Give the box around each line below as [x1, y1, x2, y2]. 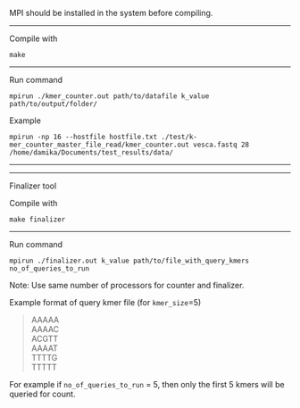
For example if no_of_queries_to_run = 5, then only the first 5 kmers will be [9, 379, 285, 389]
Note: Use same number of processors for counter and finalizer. [9, 280, 245, 290]
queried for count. [9, 388, 76, 399]
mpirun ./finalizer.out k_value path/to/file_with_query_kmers [9, 256, 250, 265]
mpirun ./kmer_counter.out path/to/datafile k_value [9, 92, 210, 101]
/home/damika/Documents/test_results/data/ [9, 148, 174, 157]
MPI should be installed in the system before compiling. [9, 8, 213, 18]
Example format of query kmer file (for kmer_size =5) [9, 297, 202, 307]
